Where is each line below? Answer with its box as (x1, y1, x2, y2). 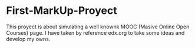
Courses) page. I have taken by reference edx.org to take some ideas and (6, 29, 185, 36)
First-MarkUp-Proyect (6, 4, 117, 17)
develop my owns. (6, 35, 51, 42)
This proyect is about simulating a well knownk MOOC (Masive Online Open (6, 23, 190, 30)
